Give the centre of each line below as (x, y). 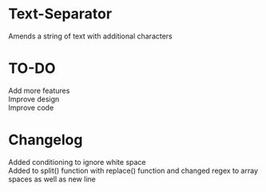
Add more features (39, 90)
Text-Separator (60, 14)
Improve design (34, 99)
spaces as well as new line (52, 179)
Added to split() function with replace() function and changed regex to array (133, 170)
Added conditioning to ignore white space (77, 162)
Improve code (31, 107)
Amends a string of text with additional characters (91, 36)
